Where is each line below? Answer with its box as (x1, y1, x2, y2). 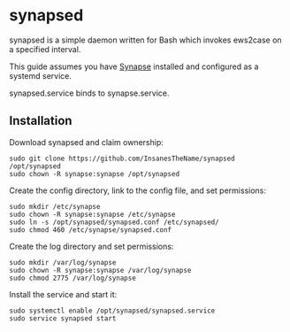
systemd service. (9, 70, 72, 81)
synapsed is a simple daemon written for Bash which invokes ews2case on (9, 35, 282, 45)
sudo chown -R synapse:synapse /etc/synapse (9, 210, 176, 219)
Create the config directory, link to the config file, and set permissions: (9, 185, 267, 196)
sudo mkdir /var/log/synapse (9, 258, 117, 266)
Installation (9, 113, 72, 128)
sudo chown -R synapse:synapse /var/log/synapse (9, 266, 192, 274)
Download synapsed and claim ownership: (9, 136, 164, 147)
